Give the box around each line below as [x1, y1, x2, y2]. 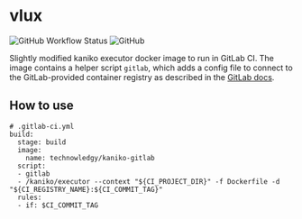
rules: [17, 193, 42, 202]
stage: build [17, 137, 67, 147]
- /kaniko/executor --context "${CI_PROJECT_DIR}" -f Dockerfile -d [17, 177, 280, 186]
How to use [9, 98, 74, 114]
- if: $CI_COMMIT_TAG [17, 200, 99, 210]
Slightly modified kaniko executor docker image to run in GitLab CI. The [9, 52, 275, 63]
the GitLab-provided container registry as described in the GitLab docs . [9, 71, 275, 82]
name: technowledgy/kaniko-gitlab [25, 153, 155, 162]
